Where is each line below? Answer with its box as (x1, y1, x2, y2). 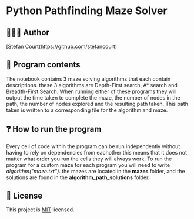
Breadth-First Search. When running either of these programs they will (6, 88, 177, 95)
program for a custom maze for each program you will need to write (6, 161, 170, 168)
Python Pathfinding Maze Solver (6, 4, 168, 18)
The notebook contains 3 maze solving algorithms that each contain (6, 75, 171, 83)
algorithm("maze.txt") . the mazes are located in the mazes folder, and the (6, 167, 185, 174)
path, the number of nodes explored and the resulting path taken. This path (6, 100, 188, 107)
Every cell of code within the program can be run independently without (6, 142, 180, 150)
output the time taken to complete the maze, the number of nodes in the (6, 94, 180, 101)
